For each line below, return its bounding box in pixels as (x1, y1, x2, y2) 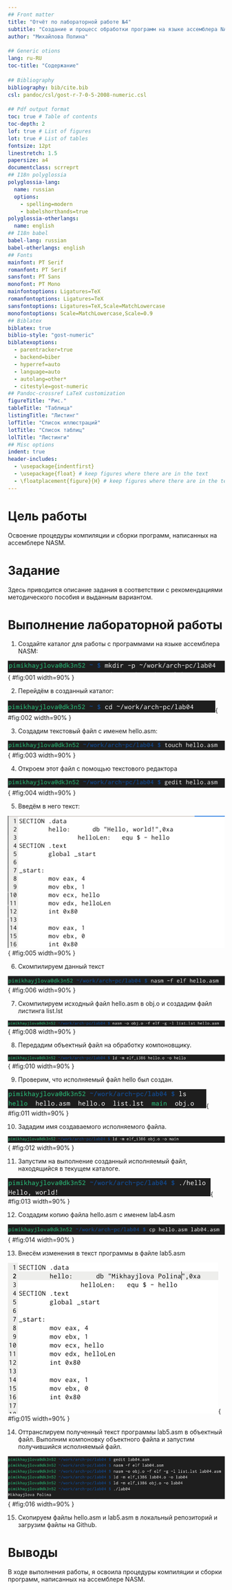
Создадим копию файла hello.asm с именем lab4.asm (17, 1210, 176, 1219)
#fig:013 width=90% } (8, 1197, 71, 1205)
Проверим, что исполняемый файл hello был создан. (17, 1075, 174, 1083)
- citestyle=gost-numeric (14, 383, 89, 390)
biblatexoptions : (8, 339, 58, 346)
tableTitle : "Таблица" (8, 405, 73, 412)
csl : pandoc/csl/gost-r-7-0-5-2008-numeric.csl (8, 91, 147, 98)
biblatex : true (8, 325, 52, 332)
